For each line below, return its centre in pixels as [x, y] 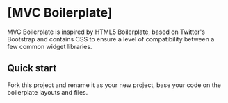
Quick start [32, 68]
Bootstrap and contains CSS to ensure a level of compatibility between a [111, 39]
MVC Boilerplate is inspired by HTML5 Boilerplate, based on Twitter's [106, 32]
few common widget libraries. [50, 46]
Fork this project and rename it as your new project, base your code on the [114, 85]
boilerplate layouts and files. [48, 92]
